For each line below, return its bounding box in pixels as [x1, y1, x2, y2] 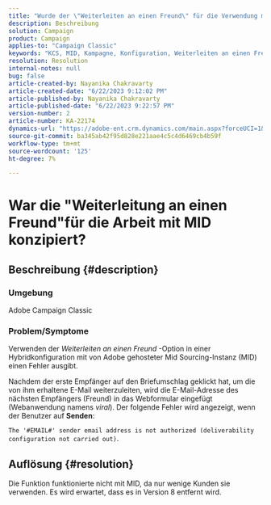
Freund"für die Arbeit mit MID [8, 213, 212, 232]
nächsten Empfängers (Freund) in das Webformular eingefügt [8, 393, 213, 404]
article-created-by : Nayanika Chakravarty [8, 79, 153, 87]
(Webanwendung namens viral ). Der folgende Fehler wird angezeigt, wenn [8, 402, 256, 412]
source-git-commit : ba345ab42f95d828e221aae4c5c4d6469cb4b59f [8, 132, 222, 140]
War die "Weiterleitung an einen [8, 196, 227, 215]
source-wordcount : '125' [8, 147, 92, 155]
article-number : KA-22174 [8, 117, 95, 125]
